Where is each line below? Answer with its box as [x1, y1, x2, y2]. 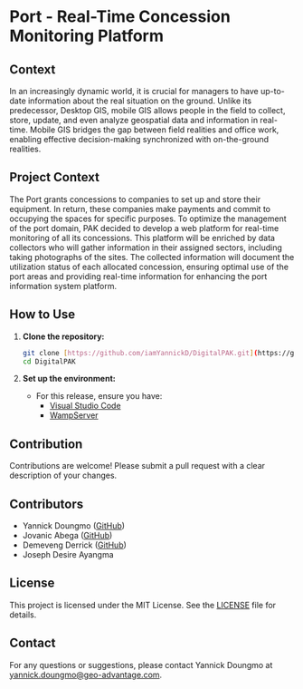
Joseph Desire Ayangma [22, 549, 115, 559]
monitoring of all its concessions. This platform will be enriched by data [9, 232, 276, 243]
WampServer [49, 410, 99, 421]
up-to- [260, 86, 285, 96]
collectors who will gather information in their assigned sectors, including [9, 242, 283, 253]
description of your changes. [9, 470, 118, 481]
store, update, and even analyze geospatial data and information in [9, 115, 259, 125]
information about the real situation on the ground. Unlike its [27, 95, 252, 106]
